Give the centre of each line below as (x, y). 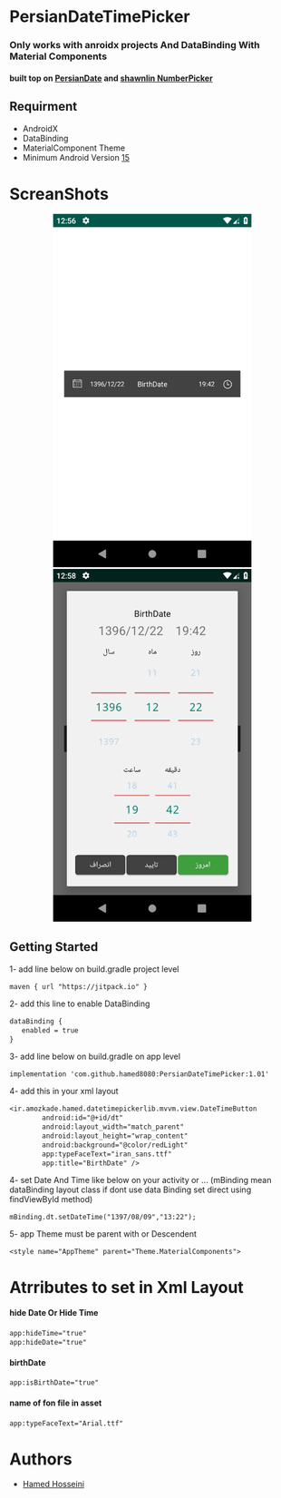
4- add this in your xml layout (64, 1091)
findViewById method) (51, 1199)
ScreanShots (59, 194)
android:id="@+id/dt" (83, 1118)
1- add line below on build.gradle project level (94, 969)
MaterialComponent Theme (73, 148)
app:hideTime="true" (48, 1334)
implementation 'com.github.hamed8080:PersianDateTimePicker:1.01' (140, 1074)
